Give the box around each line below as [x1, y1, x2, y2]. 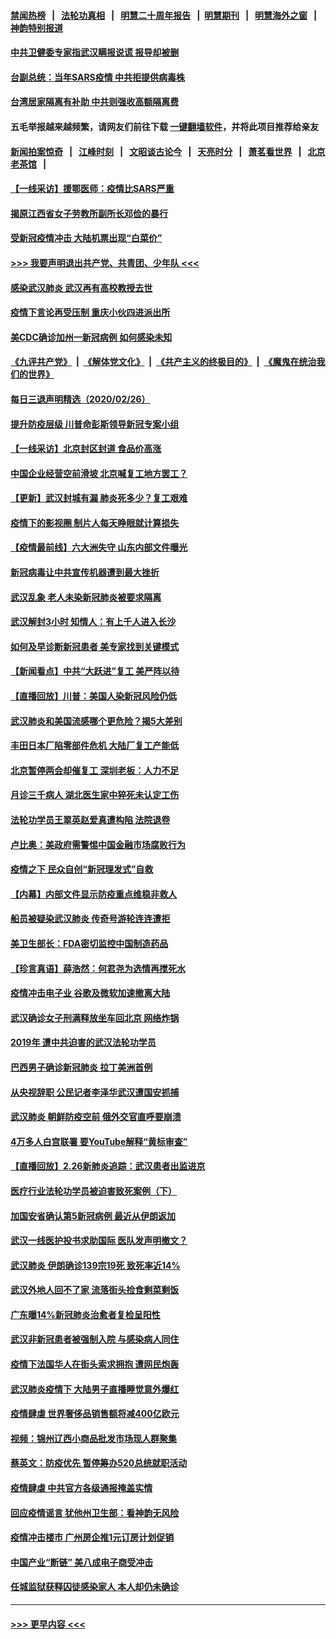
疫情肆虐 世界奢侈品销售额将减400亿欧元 [10, 1408, 180, 1420]
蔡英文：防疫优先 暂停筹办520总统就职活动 [10, 1457, 188, 1469]
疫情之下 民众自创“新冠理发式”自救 [10, 863, 154, 875]
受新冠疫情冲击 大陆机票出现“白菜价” [10, 232, 163, 244]
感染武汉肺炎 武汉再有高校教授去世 [10, 281, 153, 294]
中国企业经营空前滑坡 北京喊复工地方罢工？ [10, 467, 188, 479]
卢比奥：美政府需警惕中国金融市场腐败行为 [10, 838, 186, 850]
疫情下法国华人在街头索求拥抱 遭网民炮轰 [10, 1358, 180, 1370]
